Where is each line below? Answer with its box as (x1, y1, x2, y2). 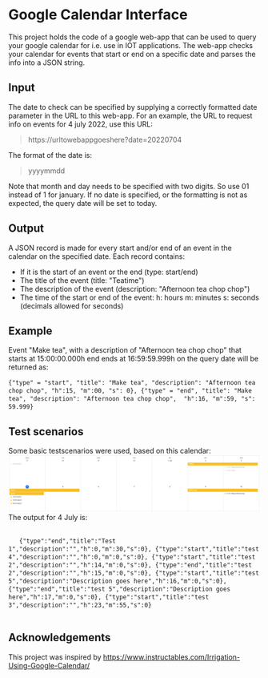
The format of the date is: (8, 150, 92, 159)
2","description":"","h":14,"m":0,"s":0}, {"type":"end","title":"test (8, 561, 252, 569)
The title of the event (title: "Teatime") (19, 275, 145, 285)
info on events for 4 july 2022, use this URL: (8, 119, 154, 129)
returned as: (8, 362, 49, 372)
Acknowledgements (8, 631, 111, 644)
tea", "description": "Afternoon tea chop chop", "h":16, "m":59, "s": (8, 395, 256, 403)
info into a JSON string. (8, 58, 86, 67)
